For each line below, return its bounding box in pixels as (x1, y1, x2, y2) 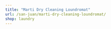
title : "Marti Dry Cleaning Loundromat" (5, 7, 91, 12)
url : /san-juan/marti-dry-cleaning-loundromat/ (5, 12, 106, 17)
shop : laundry (5, 16, 35, 21)
